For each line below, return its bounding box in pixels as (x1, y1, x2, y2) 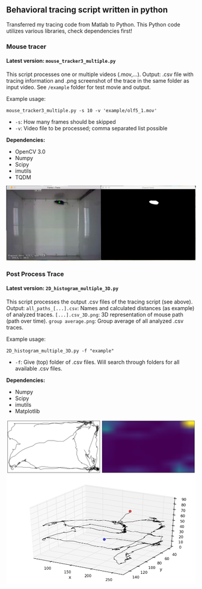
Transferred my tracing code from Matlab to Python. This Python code (6, 21, 180, 28)
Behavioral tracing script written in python (6, 5, 168, 15)
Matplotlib (14, 407, 40, 415)
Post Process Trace (6, 270, 64, 278)
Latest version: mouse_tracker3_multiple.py (6, 57, 116, 65)
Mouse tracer (6, 42, 47, 51)
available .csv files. (14, 365, 63, 372)
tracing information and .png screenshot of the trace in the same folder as (6, 77, 189, 84)
